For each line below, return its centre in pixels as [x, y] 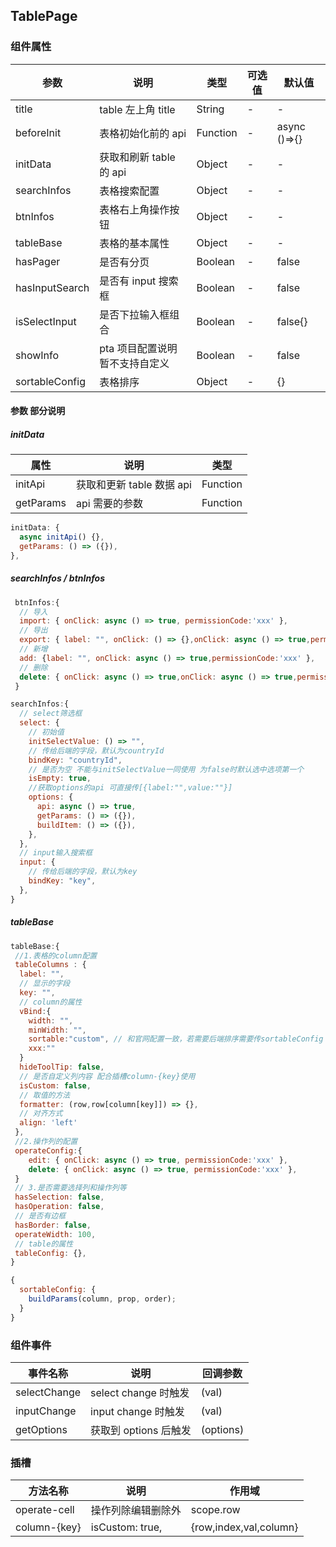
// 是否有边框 [40, 1216]
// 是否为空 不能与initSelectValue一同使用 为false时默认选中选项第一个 [166, 769]
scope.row [215, 1510]
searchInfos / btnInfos [57, 578]
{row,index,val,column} [244, 1527]
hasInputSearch [52, 287]
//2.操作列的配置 [46, 1142]
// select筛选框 [51, 714]
